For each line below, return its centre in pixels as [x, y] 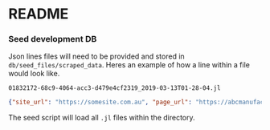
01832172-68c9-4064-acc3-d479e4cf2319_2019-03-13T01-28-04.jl [115, 88]
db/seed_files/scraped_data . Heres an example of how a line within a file [129, 65]
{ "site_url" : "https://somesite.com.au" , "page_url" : [100, 102]
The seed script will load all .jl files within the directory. [102, 118]
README [39, 14]
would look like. [34, 74]
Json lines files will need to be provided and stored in [96, 56]
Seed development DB [53, 39]
